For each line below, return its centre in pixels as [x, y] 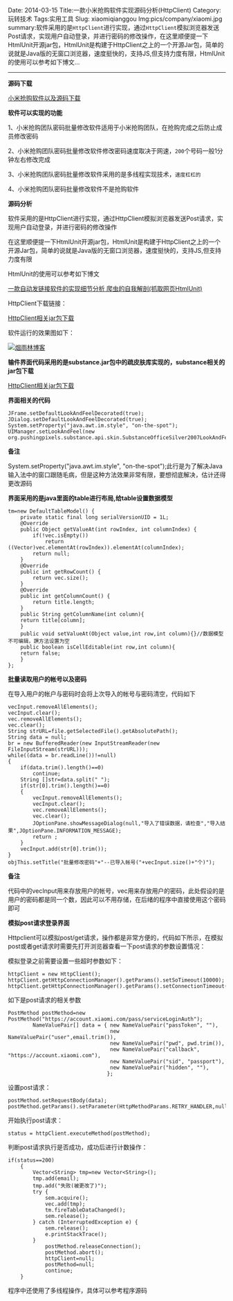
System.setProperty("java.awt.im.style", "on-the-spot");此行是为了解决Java [115, 466]
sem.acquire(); [67, 1198]
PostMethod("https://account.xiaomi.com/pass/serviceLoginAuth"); [105, 1019]
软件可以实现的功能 [35, 113]
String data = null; [38, 737]
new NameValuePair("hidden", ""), [160, 1068]
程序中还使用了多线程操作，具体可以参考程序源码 [77, 1290]
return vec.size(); [61, 578]
